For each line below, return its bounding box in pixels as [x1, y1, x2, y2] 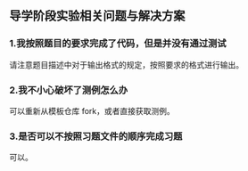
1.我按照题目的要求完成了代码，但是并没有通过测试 [9, 37, 227, 50]
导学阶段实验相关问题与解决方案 [9, 8, 186, 24]
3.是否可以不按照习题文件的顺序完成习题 [9, 130, 183, 142]
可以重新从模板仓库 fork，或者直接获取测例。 [9, 105, 176, 116]
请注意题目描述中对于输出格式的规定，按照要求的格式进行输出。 [9, 59, 244, 69]
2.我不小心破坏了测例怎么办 [9, 84, 128, 96]
